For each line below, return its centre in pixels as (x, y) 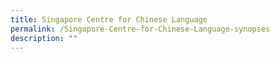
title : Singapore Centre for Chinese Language (109, 19)
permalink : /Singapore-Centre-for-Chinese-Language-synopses (140, 29)
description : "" (44, 38)
